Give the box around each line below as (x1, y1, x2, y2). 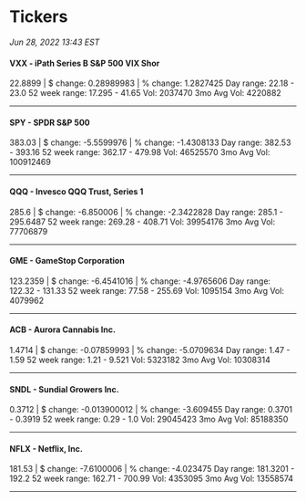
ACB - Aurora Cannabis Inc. (9, 324, 117, 335)
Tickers (9, 6, 68, 27)
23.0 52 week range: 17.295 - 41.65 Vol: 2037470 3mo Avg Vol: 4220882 (9, 88, 282, 99)
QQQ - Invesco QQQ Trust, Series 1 (9, 185, 144, 197)
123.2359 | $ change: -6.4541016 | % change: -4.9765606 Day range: (9, 276, 271, 287)
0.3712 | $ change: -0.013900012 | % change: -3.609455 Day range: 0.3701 (9, 404, 293, 415)
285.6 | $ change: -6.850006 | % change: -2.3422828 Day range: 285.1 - (9, 206, 284, 217)
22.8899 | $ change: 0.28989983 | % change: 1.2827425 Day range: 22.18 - (9, 78, 294, 89)
